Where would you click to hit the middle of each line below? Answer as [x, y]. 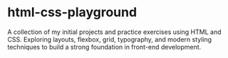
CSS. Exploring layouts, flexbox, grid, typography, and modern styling [110, 39]
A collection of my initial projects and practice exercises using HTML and [114, 32]
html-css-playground [72, 12]
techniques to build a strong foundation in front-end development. [104, 47]
